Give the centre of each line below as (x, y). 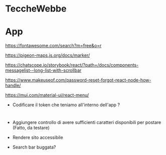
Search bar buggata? (34, 147)
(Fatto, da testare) (31, 128)
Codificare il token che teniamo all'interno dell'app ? (66, 105)
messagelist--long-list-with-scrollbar (43, 70)
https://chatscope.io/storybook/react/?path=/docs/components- (72, 65)
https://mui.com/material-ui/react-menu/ (47, 95)
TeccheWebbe (36, 9)
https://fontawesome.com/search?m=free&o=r (53, 46)
